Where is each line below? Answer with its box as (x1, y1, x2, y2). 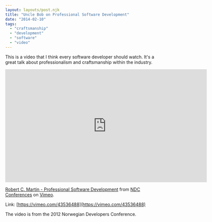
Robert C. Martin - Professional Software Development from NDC (5, 186, 140, 192)
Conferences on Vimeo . (5, 191, 54, 197)
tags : (5, 21, 17, 27)
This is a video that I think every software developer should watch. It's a (5, 54, 155, 60)
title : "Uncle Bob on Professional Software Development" (5, 12, 129, 17)
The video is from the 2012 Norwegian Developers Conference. (5, 211, 136, 217)
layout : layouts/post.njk (5, 7, 59, 13)
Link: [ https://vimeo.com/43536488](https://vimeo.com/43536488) (5, 201, 146, 207)
